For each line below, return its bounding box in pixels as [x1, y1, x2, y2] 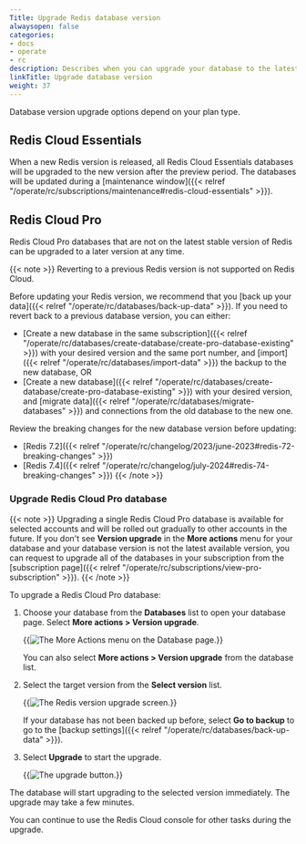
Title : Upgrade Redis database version [9, 13, 161, 23]
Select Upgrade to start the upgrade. [22, 751, 162, 762]
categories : [9, 30, 55, 39]
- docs [9, 38, 35, 48]
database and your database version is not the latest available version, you [9, 542, 290, 553]
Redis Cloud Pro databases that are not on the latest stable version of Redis [9, 236, 293, 247]
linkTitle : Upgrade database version [9, 73, 153, 82]
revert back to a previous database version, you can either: [9, 311, 230, 322]
